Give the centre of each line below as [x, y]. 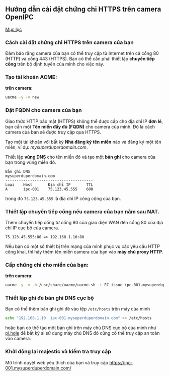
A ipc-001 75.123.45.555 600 [49, 189]
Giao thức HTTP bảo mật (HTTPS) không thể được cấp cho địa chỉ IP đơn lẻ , [84, 121]
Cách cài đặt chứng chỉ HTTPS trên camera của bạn [70, 42]
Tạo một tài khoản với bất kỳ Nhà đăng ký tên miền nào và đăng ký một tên [83, 142]
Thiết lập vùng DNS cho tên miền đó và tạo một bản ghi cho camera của [80, 157]
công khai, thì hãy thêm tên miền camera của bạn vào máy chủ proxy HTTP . [84, 252]
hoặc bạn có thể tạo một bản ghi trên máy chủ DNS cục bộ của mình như [81, 328]
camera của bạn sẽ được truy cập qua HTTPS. [53, 132]
